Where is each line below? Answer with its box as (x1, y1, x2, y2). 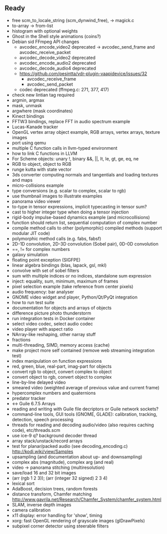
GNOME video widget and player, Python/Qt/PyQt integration (11, 294, 138, 300)
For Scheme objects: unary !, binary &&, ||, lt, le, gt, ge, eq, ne (11, 155, 139, 162)
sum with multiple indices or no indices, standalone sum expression (11, 273, 151, 279)
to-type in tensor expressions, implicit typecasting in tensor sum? (11, 203, 147, 209)
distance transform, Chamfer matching (11, 491, 92, 497)
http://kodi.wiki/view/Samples (11, 448, 73, 454)
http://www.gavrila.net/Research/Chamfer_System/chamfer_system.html (11, 496, 161, 502)
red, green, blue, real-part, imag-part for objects (11, 363, 112, 369)
